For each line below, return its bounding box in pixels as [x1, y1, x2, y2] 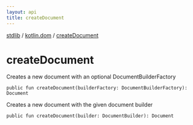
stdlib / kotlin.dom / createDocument [6, 31, 99, 39]
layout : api [6, 9, 37, 15]
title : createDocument [6, 15, 64, 21]
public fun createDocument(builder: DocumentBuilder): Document [6, 113, 174, 119]
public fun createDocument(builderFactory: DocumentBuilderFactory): [6, 85, 188, 91]
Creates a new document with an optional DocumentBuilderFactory [6, 73, 176, 80]
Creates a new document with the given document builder [6, 101, 153, 108]
